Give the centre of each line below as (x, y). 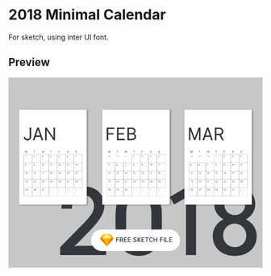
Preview (29, 62)
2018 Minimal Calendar (88, 15)
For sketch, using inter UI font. (58, 37)
